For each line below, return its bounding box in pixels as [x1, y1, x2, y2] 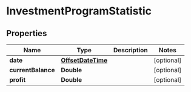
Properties [6, 28, 47, 38]
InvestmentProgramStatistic [6, 4, 152, 18]
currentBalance [9, 66, 55, 74]
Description [113, 46, 148, 54]
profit [9, 76, 26, 84]
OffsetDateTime [60, 56, 108, 64]
